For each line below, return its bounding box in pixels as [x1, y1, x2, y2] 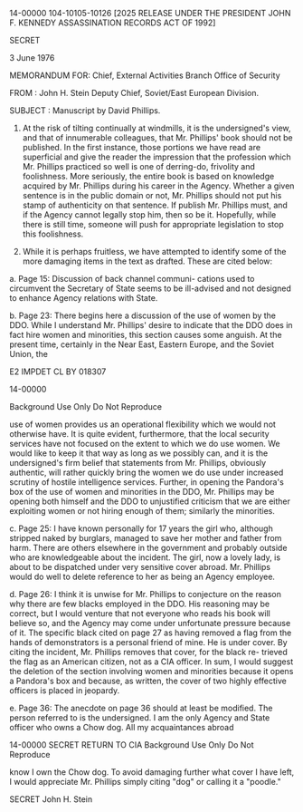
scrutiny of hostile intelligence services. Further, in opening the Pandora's [9, 477, 285, 488]
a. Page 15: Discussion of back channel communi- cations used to [9, 274, 255, 284]
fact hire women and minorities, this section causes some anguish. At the [9, 330, 282, 340]
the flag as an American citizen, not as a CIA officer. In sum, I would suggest [9, 656, 294, 667]
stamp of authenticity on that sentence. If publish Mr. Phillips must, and [22, 199, 288, 210]
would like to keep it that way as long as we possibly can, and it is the [9, 448, 269, 459]
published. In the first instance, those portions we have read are [22, 142, 260, 152]
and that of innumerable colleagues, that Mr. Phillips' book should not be [22, 132, 294, 143]
